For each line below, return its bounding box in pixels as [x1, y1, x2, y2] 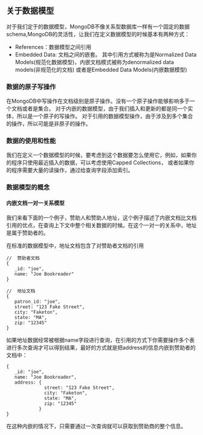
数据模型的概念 [6, 183, 50, 192]
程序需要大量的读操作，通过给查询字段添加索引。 [11, 167, 134, 174]
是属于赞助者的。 [6, 229, 49, 236]
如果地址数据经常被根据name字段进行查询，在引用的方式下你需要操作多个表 [6, 336, 195, 343]
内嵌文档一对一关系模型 [6, 199, 65, 207]
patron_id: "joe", [14, 298, 61, 304]
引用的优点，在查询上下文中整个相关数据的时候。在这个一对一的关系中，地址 [6, 221, 197, 228]
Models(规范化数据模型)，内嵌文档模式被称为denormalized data [14, 58, 174, 65]
